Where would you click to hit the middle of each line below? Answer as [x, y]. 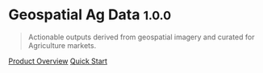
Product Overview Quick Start [58, 61]
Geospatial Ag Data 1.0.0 [90, 15]
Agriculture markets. [62, 45]
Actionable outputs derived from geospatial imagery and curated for [141, 37]
